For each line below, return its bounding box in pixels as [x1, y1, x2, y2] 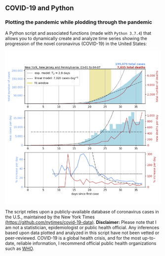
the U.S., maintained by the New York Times [5, 214, 95, 220]
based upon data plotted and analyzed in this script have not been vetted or [5, 230, 160, 236]
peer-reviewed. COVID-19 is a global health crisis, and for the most [5, 235, 141, 241]
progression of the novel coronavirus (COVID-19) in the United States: [5, 41, 147, 47]
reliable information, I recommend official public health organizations [16, 240, 157, 246]
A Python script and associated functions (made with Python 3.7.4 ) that [5, 30, 152, 36]
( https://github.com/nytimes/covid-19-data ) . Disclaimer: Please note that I [5, 219, 157, 225]
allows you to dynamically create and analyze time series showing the [5, 35, 147, 41]
